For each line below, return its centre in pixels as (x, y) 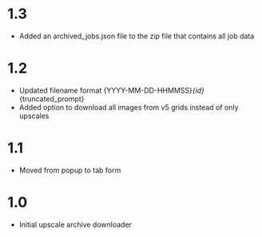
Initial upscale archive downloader (75, 224)
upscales (34, 116)
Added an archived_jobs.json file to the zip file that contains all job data (137, 36)
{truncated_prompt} (52, 99)
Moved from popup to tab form (70, 170)
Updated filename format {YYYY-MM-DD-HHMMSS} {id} (111, 90)
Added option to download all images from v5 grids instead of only (129, 107)
